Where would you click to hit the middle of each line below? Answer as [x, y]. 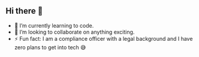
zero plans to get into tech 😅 [50, 47]
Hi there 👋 [24, 11]
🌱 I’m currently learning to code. [54, 25]
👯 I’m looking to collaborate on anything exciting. [74, 32]
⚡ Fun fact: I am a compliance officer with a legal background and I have [103, 38]
